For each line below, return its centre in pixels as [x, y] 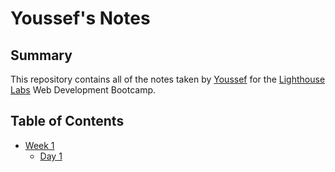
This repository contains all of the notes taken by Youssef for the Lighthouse [168, 79]
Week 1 [39, 145]
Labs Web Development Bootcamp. [83, 90]
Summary [41, 55]
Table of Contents [67, 121]
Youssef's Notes [80, 18]
